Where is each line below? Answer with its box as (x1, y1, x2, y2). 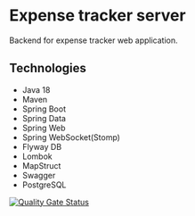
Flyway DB (21, 141, 62, 152)
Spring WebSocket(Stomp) (21, 131, 120, 143)
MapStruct (21, 160, 61, 170)
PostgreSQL (21, 179, 67, 190)
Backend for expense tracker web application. (9, 35, 178, 46)
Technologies (9, 61, 87, 76)
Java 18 (21, 84, 51, 95)
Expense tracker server (9, 5, 186, 26)
